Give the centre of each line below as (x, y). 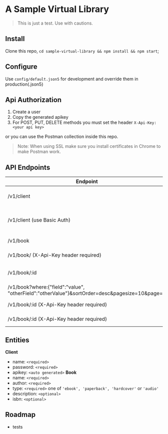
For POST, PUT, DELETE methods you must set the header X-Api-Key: (84, 123)
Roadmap (20, 415)
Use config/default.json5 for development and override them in (72, 79)
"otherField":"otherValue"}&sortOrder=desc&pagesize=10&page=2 (87, 293)
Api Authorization (33, 99)
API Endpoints (28, 167)
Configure (21, 67)
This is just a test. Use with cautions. (55, 23)
